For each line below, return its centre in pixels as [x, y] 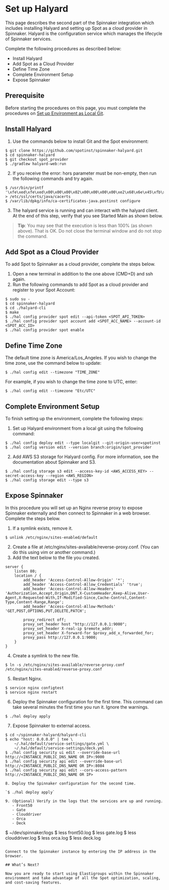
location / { [28, 576]
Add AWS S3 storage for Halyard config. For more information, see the [86, 457]
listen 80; [26, 571]
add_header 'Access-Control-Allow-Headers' [69, 589]
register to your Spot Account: [44, 290]
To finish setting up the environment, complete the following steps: [74, 419]
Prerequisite [25, 96]
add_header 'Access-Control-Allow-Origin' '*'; [74, 580]
